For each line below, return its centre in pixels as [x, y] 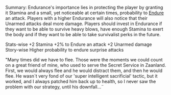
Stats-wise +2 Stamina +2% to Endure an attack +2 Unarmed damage [79, 44]
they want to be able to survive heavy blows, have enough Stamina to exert [84, 29]
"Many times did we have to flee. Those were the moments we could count [84, 60]
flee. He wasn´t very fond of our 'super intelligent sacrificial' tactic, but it [81, 76]
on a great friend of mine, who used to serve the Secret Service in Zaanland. [86, 65]
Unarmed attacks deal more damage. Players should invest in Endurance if [84, 23]
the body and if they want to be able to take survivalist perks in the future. [83, 34]
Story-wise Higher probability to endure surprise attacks [65, 50]
